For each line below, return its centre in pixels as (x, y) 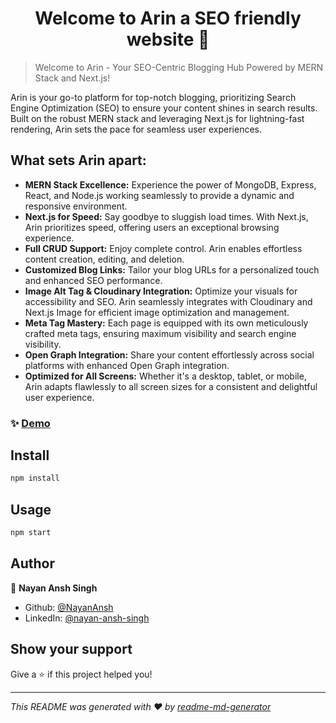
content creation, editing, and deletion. (104, 259)
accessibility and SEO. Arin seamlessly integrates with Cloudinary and (168, 301)
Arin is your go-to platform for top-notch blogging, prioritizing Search (153, 97)
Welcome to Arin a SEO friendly (168, 18)
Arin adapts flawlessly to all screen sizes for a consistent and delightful (171, 386)
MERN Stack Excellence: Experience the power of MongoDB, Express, (170, 184)
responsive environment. (76, 206)
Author (32, 563)
